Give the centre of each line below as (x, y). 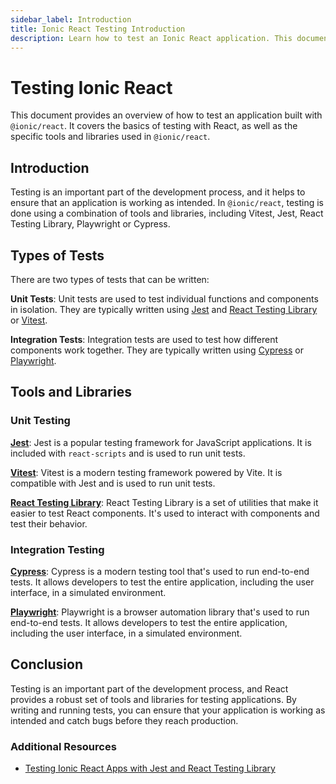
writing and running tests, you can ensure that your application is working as (168, 710)
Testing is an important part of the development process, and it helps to (158, 192)
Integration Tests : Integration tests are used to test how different (144, 339)
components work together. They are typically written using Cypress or (157, 350)
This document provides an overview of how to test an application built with (166, 115)
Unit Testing (40, 421)
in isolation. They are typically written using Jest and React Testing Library (164, 309)
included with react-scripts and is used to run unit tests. (128, 453)
